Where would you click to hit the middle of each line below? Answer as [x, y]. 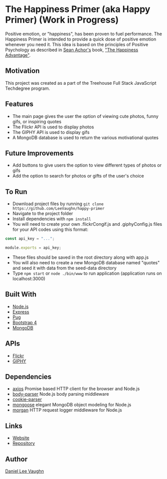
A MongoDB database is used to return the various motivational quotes [85, 137]
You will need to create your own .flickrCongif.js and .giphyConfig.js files [87, 224]
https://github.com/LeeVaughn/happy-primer [58, 209]
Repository [23, 443]
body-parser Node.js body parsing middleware [60, 394]
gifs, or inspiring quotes [37, 121]
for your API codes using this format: [50, 230]
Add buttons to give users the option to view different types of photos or [87, 165]
